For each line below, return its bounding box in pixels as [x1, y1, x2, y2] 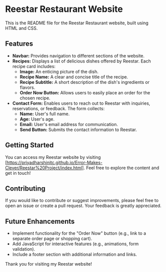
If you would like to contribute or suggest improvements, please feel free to [5, 198, 159, 204]
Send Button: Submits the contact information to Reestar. [19, 127, 137, 133]
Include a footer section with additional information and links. [12, 252, 137, 258]
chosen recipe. [19, 95, 51, 101]
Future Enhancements [5, 217, 75, 225]
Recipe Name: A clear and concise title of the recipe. [19, 73, 128, 80]
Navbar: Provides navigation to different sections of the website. [12, 53, 145, 59]
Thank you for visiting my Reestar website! [5, 261, 92, 267]
